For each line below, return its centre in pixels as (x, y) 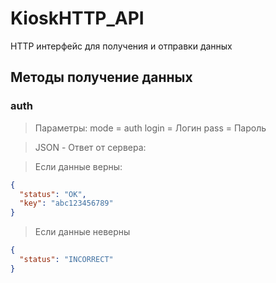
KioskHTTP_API (77, 18)
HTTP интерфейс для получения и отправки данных (121, 46)
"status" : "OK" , (53, 194)
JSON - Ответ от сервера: (90, 147)
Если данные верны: (78, 166)
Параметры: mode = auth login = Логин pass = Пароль (150, 128)
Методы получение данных (101, 77)
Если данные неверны (82, 232)
